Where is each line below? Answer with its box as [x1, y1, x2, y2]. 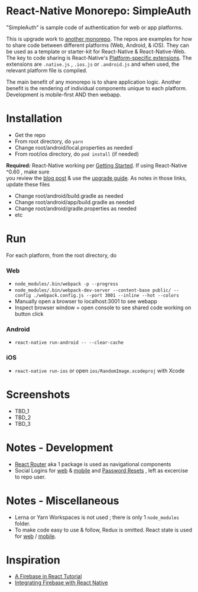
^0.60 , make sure [6, 168, 50, 175]
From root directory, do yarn [14, 138, 83, 145]
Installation [6, 112, 63, 125]
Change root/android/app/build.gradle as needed [14, 198, 135, 205]
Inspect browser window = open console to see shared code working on [14, 304, 191, 311]
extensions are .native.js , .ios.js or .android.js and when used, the [6, 61, 180, 68]
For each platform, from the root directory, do [6, 251, 117, 259]
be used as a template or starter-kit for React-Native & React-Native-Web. [6, 48, 186, 55]
